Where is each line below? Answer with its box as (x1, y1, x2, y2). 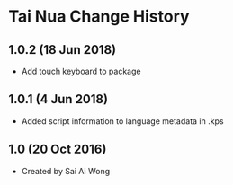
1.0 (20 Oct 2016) (8, 142, 107, 157)
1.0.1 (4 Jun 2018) (8, 92, 109, 107)
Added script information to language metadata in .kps (21, 115, 224, 127)
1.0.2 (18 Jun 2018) (8, 42, 117, 57)
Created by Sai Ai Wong (21, 165, 111, 176)
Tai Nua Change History (8, 6, 190, 27)
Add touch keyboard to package (21, 66, 141, 76)
